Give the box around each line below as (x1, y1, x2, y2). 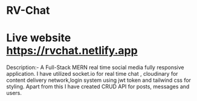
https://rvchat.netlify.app (6, 44, 138, 58)
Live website (6, 31, 71, 45)
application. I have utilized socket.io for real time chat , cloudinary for (6, 70, 178, 78)
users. (6, 90, 22, 97)
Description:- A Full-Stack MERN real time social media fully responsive (6, 64, 184, 71)
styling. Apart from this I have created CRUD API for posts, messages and (6, 83, 190, 90)
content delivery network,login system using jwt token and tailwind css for (6, 76, 192, 84)
